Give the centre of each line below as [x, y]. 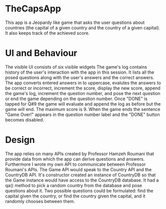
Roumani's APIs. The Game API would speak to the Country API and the [79, 169]
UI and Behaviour [41, 53]
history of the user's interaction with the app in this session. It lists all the [80, 72]
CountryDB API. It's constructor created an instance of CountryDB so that [81, 175]
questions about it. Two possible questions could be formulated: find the [79, 191]
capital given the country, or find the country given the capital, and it [75, 196]
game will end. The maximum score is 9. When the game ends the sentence [83, 109]
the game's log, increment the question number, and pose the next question [83, 93]
